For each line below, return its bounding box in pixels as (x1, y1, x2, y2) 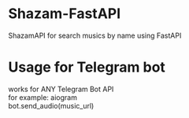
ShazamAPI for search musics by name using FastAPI (8, 31, 182, 40)
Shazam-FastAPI (8, 5, 121, 23)
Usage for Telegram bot (8, 58, 165, 76)
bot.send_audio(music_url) (8, 101, 94, 110)
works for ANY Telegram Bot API (8, 84, 114, 94)
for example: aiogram (8, 92, 77, 102)
